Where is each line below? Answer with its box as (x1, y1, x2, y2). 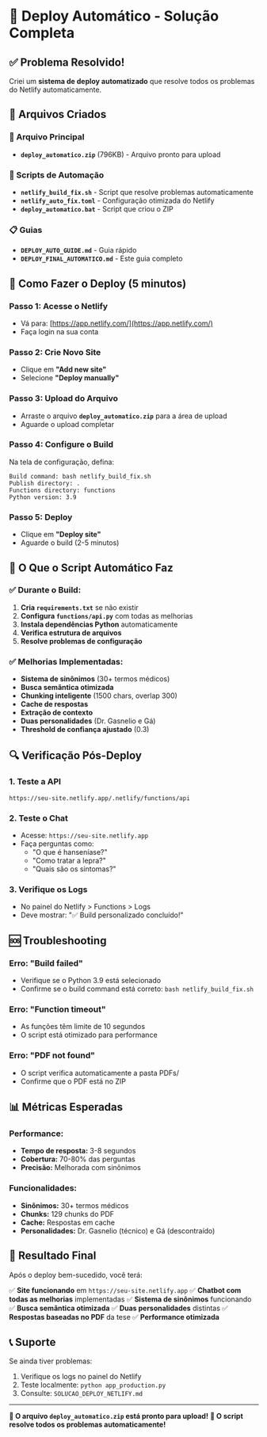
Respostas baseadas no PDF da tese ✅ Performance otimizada (9, 1312, 220, 1321)
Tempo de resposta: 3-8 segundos (20, 1146, 136, 1156)
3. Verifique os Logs (9, 884, 88, 895)
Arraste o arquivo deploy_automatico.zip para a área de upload (20, 411, 228, 421)
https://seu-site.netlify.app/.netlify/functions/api (9, 794, 191, 802)
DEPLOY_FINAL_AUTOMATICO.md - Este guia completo (20, 253, 183, 264)
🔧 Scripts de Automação (9, 170, 105, 181)
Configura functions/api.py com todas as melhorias (20, 611, 193, 620)
